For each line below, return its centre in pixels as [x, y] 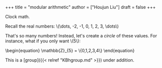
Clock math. [17, 17]
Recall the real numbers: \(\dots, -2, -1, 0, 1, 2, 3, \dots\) [62, 26]
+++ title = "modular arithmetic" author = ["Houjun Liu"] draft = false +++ [81, 7]
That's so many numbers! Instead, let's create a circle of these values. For [81, 36]
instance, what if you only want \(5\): [43, 41]
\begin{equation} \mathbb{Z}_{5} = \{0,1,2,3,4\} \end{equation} [70, 51]
